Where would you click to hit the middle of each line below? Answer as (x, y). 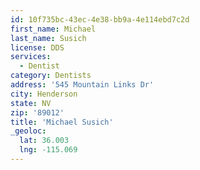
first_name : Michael (53, 29)
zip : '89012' (37, 112)
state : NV (31, 103)
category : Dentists (51, 76)
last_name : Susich (48, 38)
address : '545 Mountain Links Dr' (82, 85)
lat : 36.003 (44, 141)
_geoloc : (28, 131)
